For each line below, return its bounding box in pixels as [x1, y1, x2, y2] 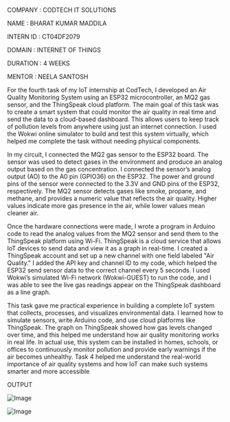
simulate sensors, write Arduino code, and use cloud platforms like [7, 316, 196, 324]
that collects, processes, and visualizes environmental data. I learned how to [7, 309, 224, 317]
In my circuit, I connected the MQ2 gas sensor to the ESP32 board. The [7, 151, 209, 158]
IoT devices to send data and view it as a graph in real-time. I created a [7, 244, 208, 252]
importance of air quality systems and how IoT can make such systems [7, 360, 208, 368]
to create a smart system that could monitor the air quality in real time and [7, 108, 216, 116]
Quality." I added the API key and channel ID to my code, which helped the [7, 259, 218, 267]
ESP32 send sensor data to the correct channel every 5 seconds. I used [7, 266, 211, 274]
